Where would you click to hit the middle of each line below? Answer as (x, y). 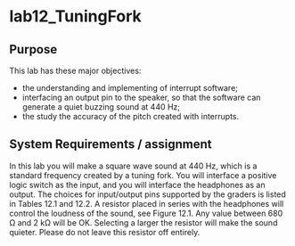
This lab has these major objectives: (75, 70)
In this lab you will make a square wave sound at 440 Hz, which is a (133, 166)
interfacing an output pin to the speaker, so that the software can (141, 97)
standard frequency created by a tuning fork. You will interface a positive (143, 175)
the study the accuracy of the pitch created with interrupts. (130, 116)
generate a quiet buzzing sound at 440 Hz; (101, 107)
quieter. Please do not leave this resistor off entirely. (105, 232)
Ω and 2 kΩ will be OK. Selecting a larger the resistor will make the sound (143, 222)
